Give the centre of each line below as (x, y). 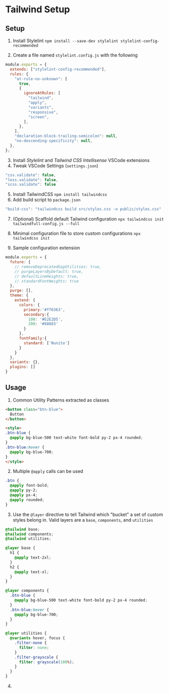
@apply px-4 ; (24, 495)
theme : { (19, 295)
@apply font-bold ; (30, 486)
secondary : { (37, 314)
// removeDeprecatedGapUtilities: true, (58, 267)
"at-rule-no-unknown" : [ (41, 79)
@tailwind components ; (29, 534)
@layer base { (20, 548)
